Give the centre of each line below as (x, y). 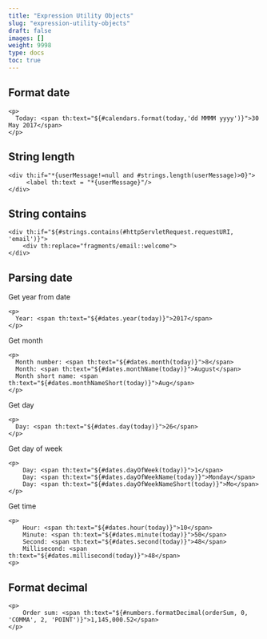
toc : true (25, 61)
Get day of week (35, 448)
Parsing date (41, 277)
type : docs (26, 53)
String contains (47, 213)
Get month (26, 340)
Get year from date (39, 297)
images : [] (26, 38)
